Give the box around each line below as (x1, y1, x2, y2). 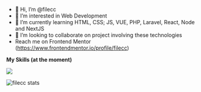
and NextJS (14, 25, 45, 32)
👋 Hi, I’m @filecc (14, 6, 56, 13)
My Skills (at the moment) (6, 56, 72, 63)
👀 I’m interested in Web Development (14, 12, 107, 19)
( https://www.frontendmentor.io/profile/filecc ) (14, 44, 130, 51)
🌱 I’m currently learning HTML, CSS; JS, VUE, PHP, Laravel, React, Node (14, 19, 195, 25)
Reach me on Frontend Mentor (14, 38, 92, 45)
